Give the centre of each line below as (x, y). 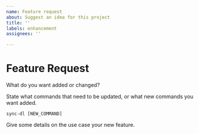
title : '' (18, 23)
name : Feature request (34, 12)
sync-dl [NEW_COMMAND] (34, 114)
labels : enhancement (32, 28)
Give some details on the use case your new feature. (70, 125)
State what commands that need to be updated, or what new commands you (100, 96)
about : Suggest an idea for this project (58, 17)
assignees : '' (24, 34)
